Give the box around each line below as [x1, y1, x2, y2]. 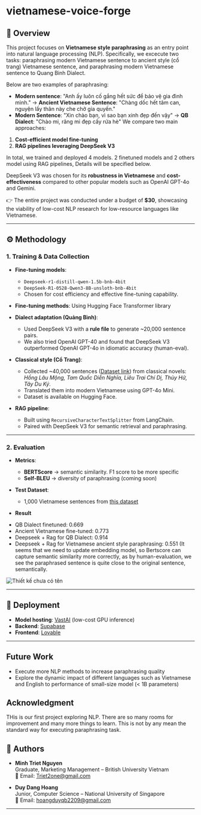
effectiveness [6, 178, 42, 185]
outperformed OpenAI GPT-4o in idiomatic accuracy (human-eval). [23, 344, 189, 352]
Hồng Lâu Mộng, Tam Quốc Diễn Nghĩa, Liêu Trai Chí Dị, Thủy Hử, [23, 374, 187, 381]
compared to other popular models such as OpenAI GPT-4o [42, 178, 190, 185]
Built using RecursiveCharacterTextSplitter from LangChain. [23, 416, 175, 423]
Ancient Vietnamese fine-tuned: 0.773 [14, 527, 109, 534]
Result [14, 509, 32, 516]
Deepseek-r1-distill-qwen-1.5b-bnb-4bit [23, 278, 126, 285]
